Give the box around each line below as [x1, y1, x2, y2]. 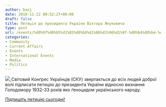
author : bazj [5, 7, 32, 12]
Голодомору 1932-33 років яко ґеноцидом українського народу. [5, 87, 141, 93]
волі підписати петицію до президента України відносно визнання [5, 82, 145, 88]
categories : [5, 35, 30, 40]
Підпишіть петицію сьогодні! [5, 97, 65, 103]
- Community [5, 39, 30, 44]
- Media [5, 58, 21, 63]
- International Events [5, 53, 54, 58]
